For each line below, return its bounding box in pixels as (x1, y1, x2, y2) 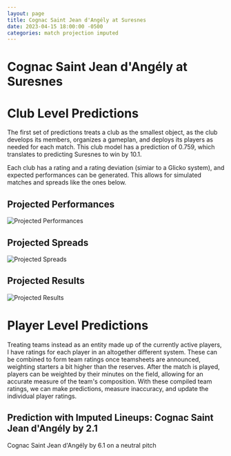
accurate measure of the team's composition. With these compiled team (7, 377, 212, 386)
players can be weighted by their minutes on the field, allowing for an (7, 370, 203, 378)
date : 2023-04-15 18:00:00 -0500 (7, 23, 103, 30)
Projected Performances (7, 198, 115, 210)
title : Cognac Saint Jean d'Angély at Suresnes (7, 17, 147, 23)
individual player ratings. (7, 392, 77, 400)
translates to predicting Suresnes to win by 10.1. (7, 150, 143, 159)
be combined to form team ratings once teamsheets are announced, (7, 355, 201, 363)
